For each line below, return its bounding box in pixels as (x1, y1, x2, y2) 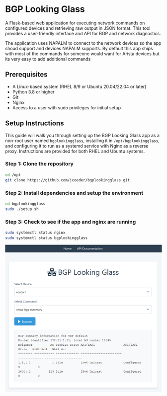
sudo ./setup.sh (5, 206, 39, 212)
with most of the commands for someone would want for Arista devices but (5, 51, 160, 57)
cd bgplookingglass (5, 201, 46, 206)
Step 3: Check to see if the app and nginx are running (5, 218, 136, 225)
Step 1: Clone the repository (5, 160, 74, 167)
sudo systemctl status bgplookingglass (5, 235, 88, 240)
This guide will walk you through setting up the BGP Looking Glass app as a (5, 132, 160, 138)
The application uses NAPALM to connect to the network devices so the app (5, 40, 162, 46)
